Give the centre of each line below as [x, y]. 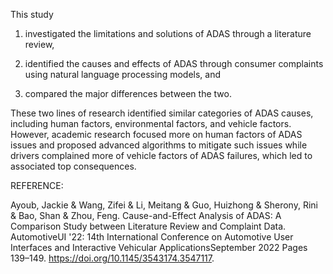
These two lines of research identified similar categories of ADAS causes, [162, 113]
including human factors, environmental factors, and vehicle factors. [151, 123]
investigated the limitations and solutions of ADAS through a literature [168, 33]
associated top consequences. [73, 166]
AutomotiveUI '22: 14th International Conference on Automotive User [152, 237]
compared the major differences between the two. [128, 93]
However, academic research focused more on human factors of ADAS [156, 134]
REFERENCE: [37, 185]
